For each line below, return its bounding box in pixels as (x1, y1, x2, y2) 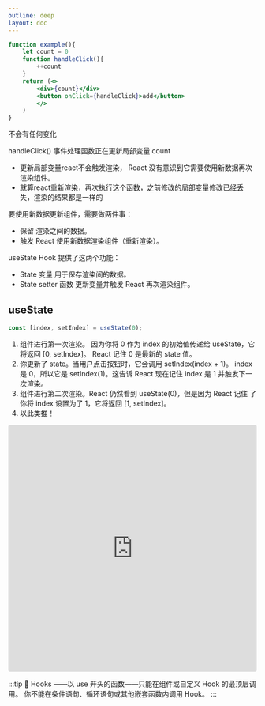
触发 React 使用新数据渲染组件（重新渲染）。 (19, 236, 164, 246)
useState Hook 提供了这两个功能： (8, 253, 121, 262)
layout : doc (8, 19, 47, 27)
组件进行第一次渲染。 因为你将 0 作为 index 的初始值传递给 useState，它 (19, 339, 255, 349)
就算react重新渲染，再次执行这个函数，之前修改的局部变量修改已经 (19, 183, 237, 192)
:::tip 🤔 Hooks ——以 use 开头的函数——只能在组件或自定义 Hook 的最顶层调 (8, 679, 256, 689)
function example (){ (8, 40, 77, 48)
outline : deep (8, 11, 55, 20)
